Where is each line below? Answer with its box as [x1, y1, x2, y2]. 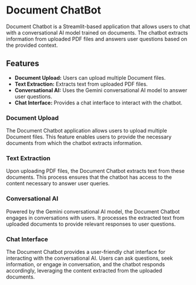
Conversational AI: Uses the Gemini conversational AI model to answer [14, 86, 188, 94]
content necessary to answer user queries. [6, 180, 110, 187]
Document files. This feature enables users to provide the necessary [6, 133, 172, 141]
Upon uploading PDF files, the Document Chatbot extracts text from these [6, 168, 185, 175]
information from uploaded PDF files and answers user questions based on [6, 35, 188, 42]
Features [6, 59, 39, 69]
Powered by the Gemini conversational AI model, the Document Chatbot [6, 208, 180, 215]
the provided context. [6, 42, 58, 49]
